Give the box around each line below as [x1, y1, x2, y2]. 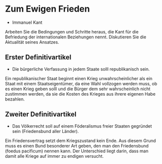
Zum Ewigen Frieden [5, 3, 90, 15]
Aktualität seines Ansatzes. [5, 39, 59, 45]
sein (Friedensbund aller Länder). [12, 128, 79, 134]
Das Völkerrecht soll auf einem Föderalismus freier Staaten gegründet [12, 123, 152, 129]
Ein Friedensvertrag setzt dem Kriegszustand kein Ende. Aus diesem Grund [5, 137, 156, 144]
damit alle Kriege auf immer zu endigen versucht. [5, 153, 104, 159]
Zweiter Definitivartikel [5, 110, 77, 118]
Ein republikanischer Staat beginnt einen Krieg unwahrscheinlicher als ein [5, 75, 153, 81]
